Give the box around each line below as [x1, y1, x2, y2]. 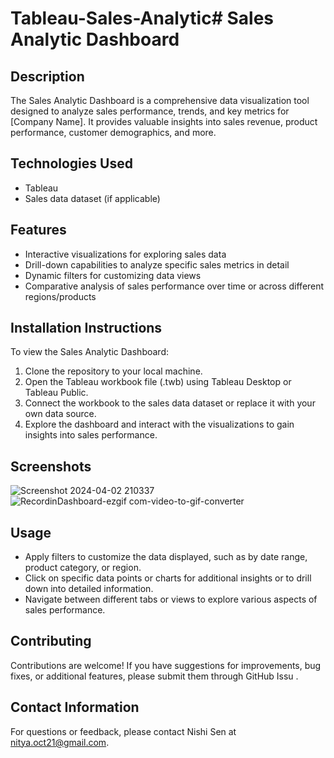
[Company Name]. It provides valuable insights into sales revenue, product [10, 116, 318, 127]
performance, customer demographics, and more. [10, 127, 217, 138]
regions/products [24, 290, 97, 302]
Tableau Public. [24, 387, 89, 399]
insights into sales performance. [24, 429, 158, 441]
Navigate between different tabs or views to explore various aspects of [24, 593, 318, 606]
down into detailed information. [24, 583, 154, 595]
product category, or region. [24, 562, 142, 574]
